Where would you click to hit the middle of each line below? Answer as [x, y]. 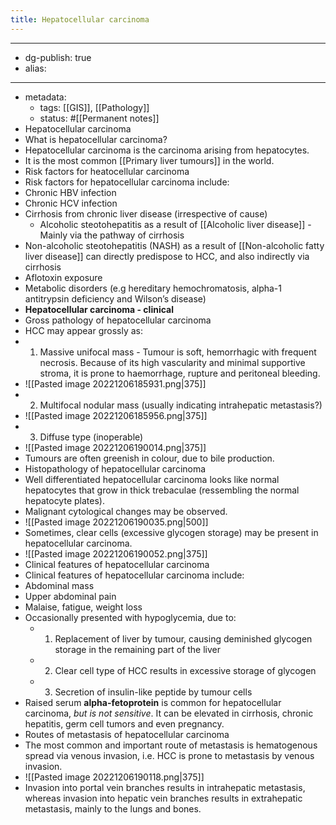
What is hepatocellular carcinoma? [96, 139]
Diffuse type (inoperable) [91, 437]
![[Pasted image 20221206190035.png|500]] [116, 522]
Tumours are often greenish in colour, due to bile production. [149, 458]
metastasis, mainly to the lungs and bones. [113, 808]
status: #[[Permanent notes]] [99, 118]
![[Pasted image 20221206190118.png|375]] [114, 777]
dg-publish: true [58, 57]
